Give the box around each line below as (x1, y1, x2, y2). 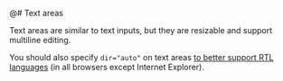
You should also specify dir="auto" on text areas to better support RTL (9, 52, 274, 62)
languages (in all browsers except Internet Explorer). (9, 62, 205, 72)
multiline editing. (9, 35, 71, 45)
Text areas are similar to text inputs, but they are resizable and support (9, 25, 273, 35)
